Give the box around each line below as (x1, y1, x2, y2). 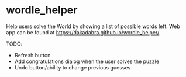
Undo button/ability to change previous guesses (14, 64, 131, 71)
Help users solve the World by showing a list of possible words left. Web (6, 23, 180, 30)
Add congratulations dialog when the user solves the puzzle (14, 58, 160, 65)
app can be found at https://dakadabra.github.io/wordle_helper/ (6, 29, 160, 36)
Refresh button (14, 51, 51, 58)
